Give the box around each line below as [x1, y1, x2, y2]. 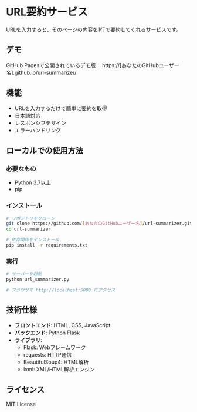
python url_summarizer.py [6, 277, 69, 283]
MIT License [6, 401, 36, 408]
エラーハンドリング [14, 127, 62, 134]
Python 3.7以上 [14, 179, 52, 186]
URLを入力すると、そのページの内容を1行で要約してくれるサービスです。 [6, 26, 182, 33]
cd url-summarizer [6, 226, 51, 232]
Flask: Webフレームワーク [23, 344, 86, 351]
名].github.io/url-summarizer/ [6, 69, 77, 76]
